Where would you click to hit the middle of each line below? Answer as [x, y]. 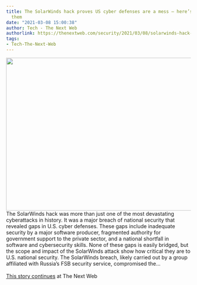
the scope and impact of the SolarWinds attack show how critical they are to [98, 251]
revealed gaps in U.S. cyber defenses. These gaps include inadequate [91, 226]
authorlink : [21, 33]
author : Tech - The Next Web [42, 28]
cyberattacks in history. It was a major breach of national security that [90, 220]
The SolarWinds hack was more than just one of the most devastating [90, 213]
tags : [13, 39]
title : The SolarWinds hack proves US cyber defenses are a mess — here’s [99, 11]
